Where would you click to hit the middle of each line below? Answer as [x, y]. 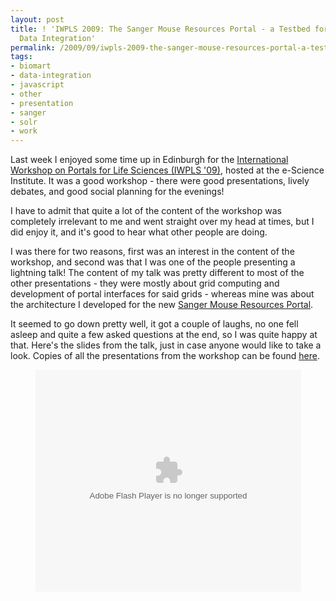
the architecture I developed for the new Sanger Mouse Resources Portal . [162, 305]
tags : [21, 57]
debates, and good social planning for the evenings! [117, 192]
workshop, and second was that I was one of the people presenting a [153, 262]
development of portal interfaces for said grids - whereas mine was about [162, 294]
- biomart [31, 66]
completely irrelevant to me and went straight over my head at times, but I [162, 222]
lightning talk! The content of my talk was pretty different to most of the [157, 273]
